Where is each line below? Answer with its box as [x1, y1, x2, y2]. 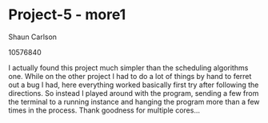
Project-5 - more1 [8, 6, 126, 24]
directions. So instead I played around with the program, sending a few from [8, 88, 259, 97]
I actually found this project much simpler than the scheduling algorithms [8, 62, 249, 73]
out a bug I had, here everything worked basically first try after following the [8, 80, 259, 89]
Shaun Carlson [8, 32, 58, 42]
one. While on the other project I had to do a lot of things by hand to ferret [8, 71, 252, 81]
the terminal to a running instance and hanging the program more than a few [8, 97, 260, 106]
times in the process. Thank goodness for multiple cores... [8, 105, 200, 115]
